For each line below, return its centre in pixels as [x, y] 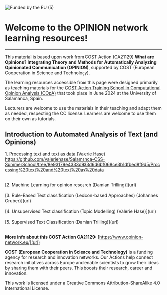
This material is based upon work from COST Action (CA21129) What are [80, 57]
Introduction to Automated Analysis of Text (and [82, 134]
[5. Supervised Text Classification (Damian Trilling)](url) [62, 222]
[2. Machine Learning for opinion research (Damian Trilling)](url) [71, 185]
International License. [27, 288]
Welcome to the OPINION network [77, 28]
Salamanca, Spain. [24, 98]
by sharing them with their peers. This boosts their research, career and [79, 268]
